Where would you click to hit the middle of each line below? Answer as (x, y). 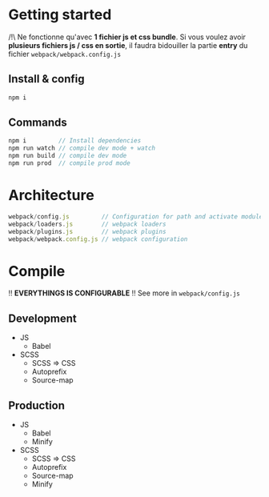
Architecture (51, 196)
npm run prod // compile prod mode (69, 163)
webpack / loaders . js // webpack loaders (87, 224)
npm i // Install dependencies (75, 141)
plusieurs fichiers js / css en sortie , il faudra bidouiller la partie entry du (128, 45)
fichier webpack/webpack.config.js (65, 54)
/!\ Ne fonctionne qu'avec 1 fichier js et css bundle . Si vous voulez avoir (127, 37)
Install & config (46, 79)
